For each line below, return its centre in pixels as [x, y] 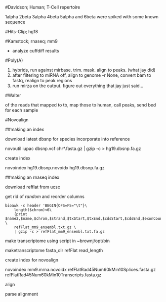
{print [21, 214]
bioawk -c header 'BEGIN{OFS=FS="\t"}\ [46, 205]
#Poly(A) [14, 60]
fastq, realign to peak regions [42, 80]
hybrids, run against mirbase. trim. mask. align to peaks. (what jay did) [84, 70]
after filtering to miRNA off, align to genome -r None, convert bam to [82, 75]
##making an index [25, 129]
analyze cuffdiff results [36, 51]
